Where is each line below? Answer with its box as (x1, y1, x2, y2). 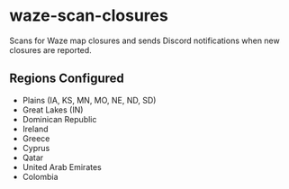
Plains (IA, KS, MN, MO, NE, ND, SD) (22, 94, 157, 105)
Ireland (22, 123, 49, 134)
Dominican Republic (22, 113, 97, 124)
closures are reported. (9, 44, 92, 55)
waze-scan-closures (9, 5, 168, 26)
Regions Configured (9, 71, 124, 86)
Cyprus (22, 142, 50, 153)
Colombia (22, 171, 59, 182)
